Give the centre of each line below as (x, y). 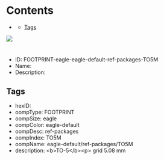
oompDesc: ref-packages (47, 131)
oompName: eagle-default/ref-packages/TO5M (74, 144)
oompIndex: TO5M (38, 137)
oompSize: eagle (36, 118)
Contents (30, 11)
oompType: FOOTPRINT (45, 112)
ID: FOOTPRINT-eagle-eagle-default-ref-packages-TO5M (87, 60)
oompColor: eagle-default (47, 125)
